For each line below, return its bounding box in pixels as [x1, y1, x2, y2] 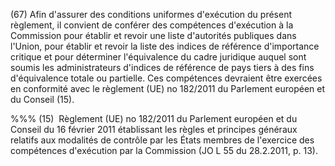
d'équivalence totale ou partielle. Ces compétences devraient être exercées [10, 72, 323, 84]
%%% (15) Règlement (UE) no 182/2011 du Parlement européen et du [10, 113, 298, 124]
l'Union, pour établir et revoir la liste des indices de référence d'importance [10, 40, 320, 52]
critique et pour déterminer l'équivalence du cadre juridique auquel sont [10, 51, 307, 63]
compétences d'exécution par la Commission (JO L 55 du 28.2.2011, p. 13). [10, 145, 318, 156]
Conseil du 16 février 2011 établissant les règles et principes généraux [10, 124, 298, 135]
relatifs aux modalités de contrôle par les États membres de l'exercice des [10, 134, 315, 146]
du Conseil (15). [10, 94, 75, 105]
